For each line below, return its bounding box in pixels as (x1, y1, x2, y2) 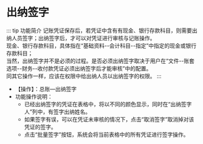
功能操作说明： (15, 92, 53, 100)
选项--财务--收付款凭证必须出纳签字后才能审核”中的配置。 (6, 64, 152, 72)
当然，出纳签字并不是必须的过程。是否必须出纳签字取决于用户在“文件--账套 (6, 57, 195, 64)
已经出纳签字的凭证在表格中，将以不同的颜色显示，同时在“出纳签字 (24, 100, 192, 108)
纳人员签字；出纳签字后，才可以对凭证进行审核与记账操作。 (6, 34, 156, 41)
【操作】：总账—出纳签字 (15, 85, 77, 92)
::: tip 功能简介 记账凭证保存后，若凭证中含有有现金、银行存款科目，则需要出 (6, 27, 198, 34)
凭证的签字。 (24, 123, 57, 131)
